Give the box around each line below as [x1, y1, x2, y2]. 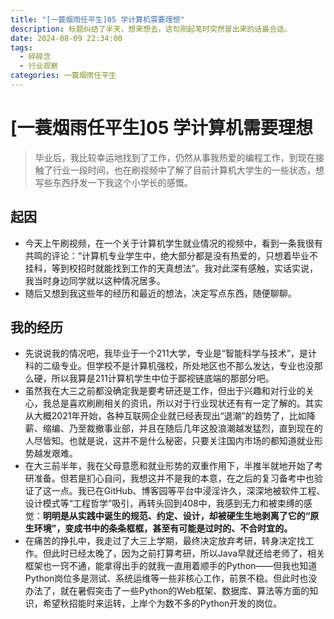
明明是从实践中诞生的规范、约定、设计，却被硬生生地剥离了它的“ [42, 510, 311, 522]
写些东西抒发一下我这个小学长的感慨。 [34, 176, 193, 188]
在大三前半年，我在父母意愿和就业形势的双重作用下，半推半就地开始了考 [24, 460, 323, 472]
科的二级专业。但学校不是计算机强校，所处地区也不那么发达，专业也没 [24, 360, 315, 372]
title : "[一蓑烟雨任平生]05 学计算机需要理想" [10, 14, 185, 25]
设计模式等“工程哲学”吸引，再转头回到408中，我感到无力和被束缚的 [24, 497, 304, 510]
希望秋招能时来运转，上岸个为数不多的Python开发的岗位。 [42, 597, 283, 610]
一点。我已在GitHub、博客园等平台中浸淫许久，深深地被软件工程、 [51, 485, 326, 497]
